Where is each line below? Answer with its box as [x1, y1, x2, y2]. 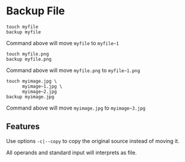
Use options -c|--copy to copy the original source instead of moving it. [6, 137, 180, 144]
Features [6, 121, 40, 132]
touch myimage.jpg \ [6, 78, 58, 84]
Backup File [6, 4, 65, 18]
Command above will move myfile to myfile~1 [6, 39, 119, 46]
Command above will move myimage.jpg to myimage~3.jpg [6, 104, 146, 111]
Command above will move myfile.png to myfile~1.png [6, 67, 140, 74]
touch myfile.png [6, 51, 49, 57]
